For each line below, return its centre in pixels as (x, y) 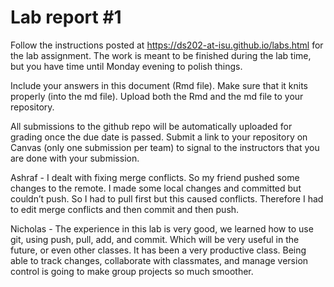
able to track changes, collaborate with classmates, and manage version (159, 260)
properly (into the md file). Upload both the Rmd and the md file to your (157, 96)
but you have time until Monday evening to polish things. (126, 66)
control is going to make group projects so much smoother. (132, 271)
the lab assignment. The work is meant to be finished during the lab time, (161, 55)
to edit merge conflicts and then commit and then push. (125, 209)
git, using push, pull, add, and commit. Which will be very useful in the (155, 239)
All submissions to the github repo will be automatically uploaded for (151, 126)
